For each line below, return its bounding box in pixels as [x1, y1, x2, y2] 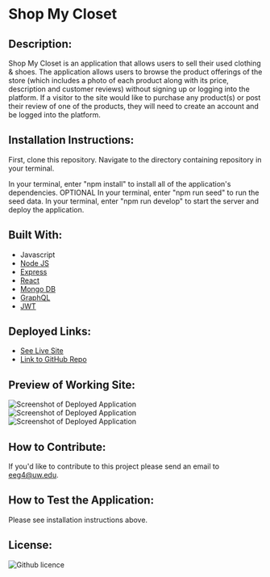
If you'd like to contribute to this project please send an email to [8, 461, 220, 471]
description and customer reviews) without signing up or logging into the [8, 84, 250, 94]
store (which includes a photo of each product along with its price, [8, 76, 230, 85]
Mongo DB [19, 284, 56, 293]
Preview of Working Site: [8, 377, 135, 392]
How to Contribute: [8, 440, 106, 453]
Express [19, 267, 48, 276]
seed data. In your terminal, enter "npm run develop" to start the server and [8, 196, 260, 206]
